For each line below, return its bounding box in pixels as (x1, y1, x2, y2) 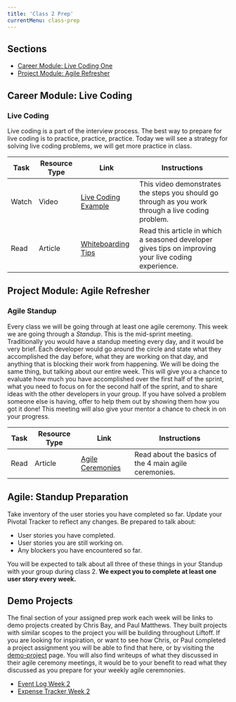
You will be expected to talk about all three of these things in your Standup (7, 560, 223, 568)
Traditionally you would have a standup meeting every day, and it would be (7, 337, 224, 345)
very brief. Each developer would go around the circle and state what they (7, 345, 222, 353)
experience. (139, 261, 179, 271)
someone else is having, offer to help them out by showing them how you (7, 397, 220, 405)
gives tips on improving (139, 244, 216, 253)
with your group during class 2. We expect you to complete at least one (7, 567, 217, 575)
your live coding (139, 252, 192, 261)
